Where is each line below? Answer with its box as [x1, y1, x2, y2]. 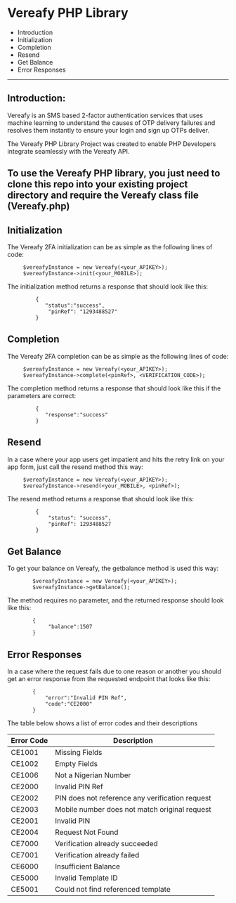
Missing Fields [55, 748, 103, 758]
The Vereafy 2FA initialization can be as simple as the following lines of [7, 242, 213, 251]
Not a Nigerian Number [55, 770, 131, 780]
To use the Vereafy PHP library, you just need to [7, 167, 221, 180]
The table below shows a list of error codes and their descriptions [7, 719, 198, 727]
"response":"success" [44, 411, 109, 418]
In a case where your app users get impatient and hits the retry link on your [7, 455, 225, 463]
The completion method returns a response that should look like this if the [7, 384, 221, 393]
